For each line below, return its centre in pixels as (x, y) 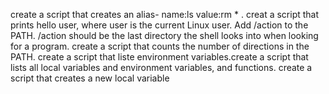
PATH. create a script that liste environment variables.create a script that (159, 57)
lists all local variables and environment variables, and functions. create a (161, 67)
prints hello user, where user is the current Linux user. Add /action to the (159, 25)
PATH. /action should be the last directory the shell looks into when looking (164, 35)
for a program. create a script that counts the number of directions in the (160, 46)
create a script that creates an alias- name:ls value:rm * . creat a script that (165, 14)
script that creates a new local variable (90, 78)
